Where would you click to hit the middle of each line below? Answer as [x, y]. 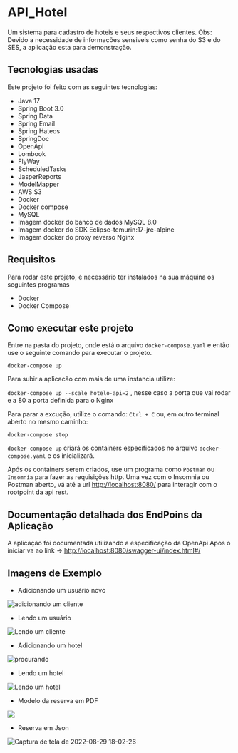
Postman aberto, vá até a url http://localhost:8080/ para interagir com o [112, 485]
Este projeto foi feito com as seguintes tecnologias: [83, 87]
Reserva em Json [43, 728]
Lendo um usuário [44, 618]
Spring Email [36, 123]
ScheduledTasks [42, 169]
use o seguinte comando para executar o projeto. [80, 353]
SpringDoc [33, 138]
